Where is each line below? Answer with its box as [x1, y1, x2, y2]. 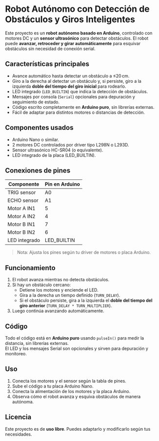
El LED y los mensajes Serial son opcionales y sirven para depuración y [5, 345, 149, 351]
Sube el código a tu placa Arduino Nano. [12, 383, 94, 389]
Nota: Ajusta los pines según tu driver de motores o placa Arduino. [17, 249, 151, 255]
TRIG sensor [7, 189, 36, 196]
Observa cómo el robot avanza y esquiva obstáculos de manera [12, 393, 141, 399]
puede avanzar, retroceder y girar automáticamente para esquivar [5, 40, 141, 46]
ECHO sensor [7, 197, 39, 204]
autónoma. [12, 398, 34, 405]
